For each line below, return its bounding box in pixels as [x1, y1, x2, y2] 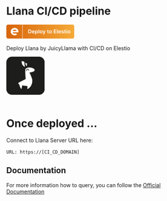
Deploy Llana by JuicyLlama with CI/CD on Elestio [6, 45, 131, 52]
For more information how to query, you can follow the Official [6, 181, 161, 188]
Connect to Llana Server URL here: [6, 136, 93, 144]
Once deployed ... [6, 116, 98, 130]
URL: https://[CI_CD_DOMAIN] [6, 149, 80, 155]
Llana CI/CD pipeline [6, 4, 111, 18]
